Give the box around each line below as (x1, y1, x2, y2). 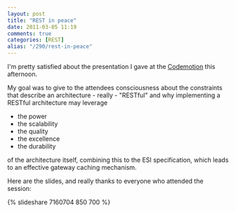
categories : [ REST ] (7, 37, 65, 44)
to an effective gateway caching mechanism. (7, 163, 137, 171)
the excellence (17, 135, 60, 143)
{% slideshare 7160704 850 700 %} (7, 198, 111, 206)
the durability (17, 142, 56, 150)
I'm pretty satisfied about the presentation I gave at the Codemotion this (7, 63, 216, 70)
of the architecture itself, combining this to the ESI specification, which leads (7, 156, 229, 164)
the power (17, 112, 48, 120)
